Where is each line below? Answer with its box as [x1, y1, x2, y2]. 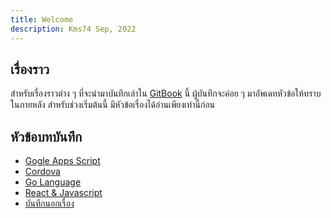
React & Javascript [24, 187, 103, 199]
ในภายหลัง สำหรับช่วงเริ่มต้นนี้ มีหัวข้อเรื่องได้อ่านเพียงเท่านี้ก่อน [10, 99, 216, 111]
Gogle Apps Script [24, 155, 101, 167]
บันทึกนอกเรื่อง [24, 197, 75, 210]
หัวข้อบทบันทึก [10, 128, 83, 145]
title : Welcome [10, 14, 74, 25]
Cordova [24, 166, 61, 178]
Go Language [24, 176, 82, 188]
